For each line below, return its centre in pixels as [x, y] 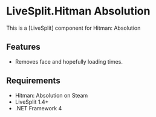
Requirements [33, 81]
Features [23, 47]
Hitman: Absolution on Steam [51, 95]
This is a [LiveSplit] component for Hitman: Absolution [73, 28]
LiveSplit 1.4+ [32, 102]
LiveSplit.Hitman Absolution [78, 11]
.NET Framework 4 [38, 108]
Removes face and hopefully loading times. [69, 61]
